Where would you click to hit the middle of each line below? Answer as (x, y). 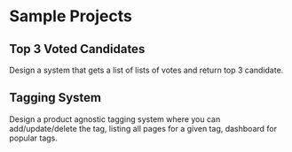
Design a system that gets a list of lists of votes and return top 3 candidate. (146, 70)
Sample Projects (71, 16)
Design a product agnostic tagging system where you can (115, 119)
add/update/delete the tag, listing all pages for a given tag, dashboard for (143, 128)
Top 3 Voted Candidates (77, 49)
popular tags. (33, 138)
